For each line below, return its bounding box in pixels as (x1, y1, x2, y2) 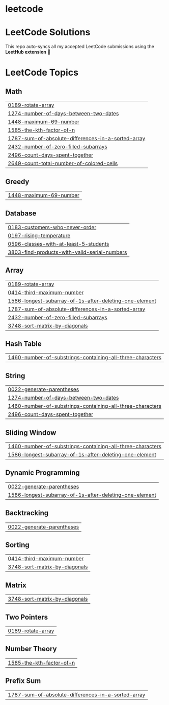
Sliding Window (5, 428, 57, 437)
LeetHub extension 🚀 (5, 49, 51, 55)
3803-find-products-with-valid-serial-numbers (8, 249, 127, 256)
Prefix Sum (5, 676, 41, 686)
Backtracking (5, 509, 49, 517)
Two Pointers (5, 612, 48, 622)
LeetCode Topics (5, 67, 79, 78)
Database (5, 209, 37, 218)
